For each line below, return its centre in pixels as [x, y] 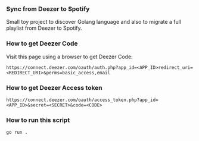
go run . [17, 133]
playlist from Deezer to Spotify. [44, 28]
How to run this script [38, 120]
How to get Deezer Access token [54, 87]
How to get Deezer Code [42, 43]
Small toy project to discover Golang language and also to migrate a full [94, 22]
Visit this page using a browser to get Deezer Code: [69, 57]
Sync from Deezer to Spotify [48, 9]
